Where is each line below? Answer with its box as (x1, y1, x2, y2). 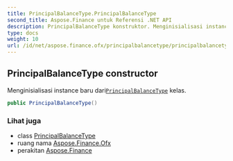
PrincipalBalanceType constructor (7, 68, 158, 79)
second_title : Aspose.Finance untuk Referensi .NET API (7, 17, 172, 23)
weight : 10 (7, 36, 39, 43)
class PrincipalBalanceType (17, 131, 96, 140)
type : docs (7, 29, 39, 37)
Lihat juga (7, 115, 42, 125)
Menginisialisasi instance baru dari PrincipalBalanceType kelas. (7, 86, 187, 94)
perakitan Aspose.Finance (17, 146, 92, 154)
